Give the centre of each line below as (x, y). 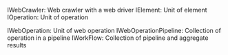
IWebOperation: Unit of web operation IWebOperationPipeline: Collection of (114, 31)
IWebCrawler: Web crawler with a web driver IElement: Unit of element (107, 10)
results (17, 45)
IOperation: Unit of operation (48, 17)
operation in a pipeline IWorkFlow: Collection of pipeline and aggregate (108, 38)
